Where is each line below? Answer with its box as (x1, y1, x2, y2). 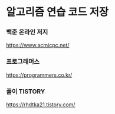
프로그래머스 (6, 57, 40, 66)
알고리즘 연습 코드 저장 (6, 5, 109, 19)
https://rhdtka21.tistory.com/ (6, 101, 75, 108)
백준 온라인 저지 (6, 28, 48, 36)
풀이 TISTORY (6, 87, 45, 95)
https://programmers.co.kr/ (6, 71, 73, 79)
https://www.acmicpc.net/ (6, 42, 70, 49)
